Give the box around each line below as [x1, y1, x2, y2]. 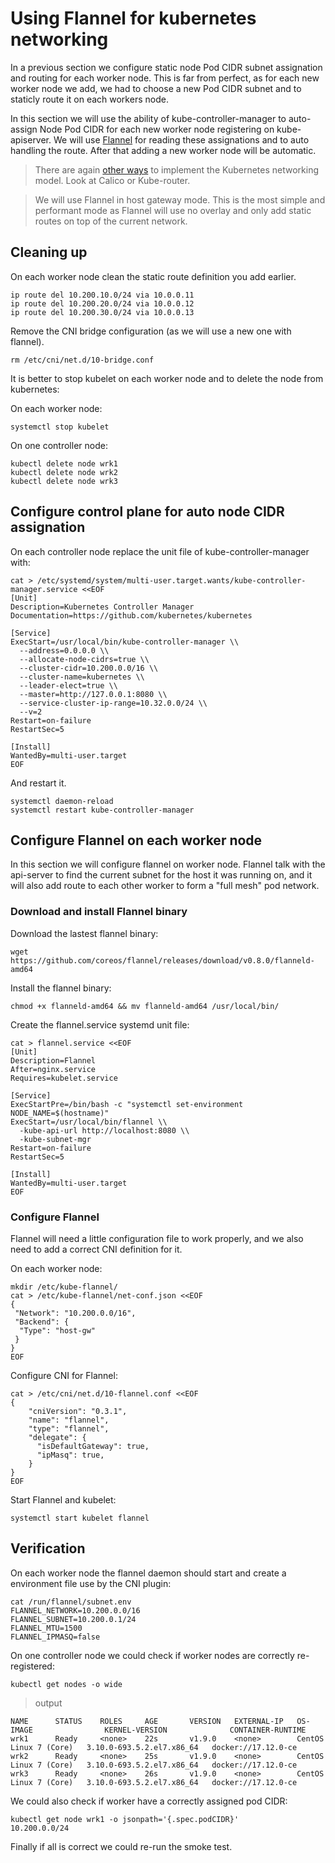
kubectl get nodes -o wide [10, 1679, 123, 1689]
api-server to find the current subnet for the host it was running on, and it [10, 869, 313, 881]
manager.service [10, 584, 78, 594]
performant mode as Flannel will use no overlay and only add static [34, 204, 312, 216]
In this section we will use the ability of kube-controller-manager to [10, 112, 287, 124]
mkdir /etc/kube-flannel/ [10, 1282, 118, 1292]
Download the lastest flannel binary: [10, 927, 159, 939]
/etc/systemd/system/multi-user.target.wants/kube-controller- [36, 575, 307, 586]
